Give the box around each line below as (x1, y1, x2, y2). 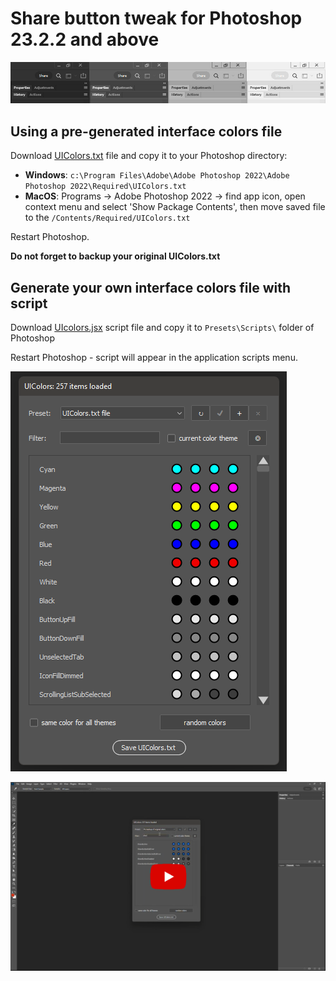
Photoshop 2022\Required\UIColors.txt (24, 182, 187, 192)
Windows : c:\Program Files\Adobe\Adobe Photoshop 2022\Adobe (24, 169, 290, 181)
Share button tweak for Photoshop (10, 7, 303, 30)
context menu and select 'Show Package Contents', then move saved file (24, 201, 326, 213)
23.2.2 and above (10, 28, 160, 51)
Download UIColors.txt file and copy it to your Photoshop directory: (10, 150, 288, 162)
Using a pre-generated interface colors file (10, 123, 283, 140)
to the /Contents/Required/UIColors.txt (24, 212, 191, 224)
